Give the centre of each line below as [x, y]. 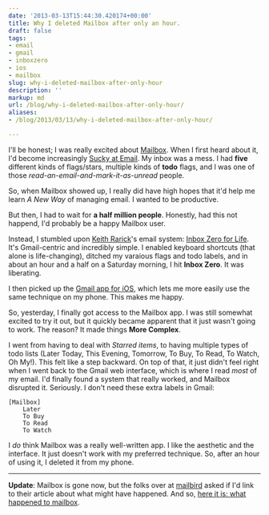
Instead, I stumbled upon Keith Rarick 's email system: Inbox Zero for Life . [129, 239]
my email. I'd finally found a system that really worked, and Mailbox [119, 379]
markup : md [26, 98]
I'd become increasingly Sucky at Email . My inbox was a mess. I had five [128, 158]
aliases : [23, 113]
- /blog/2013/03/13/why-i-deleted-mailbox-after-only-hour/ [111, 120]
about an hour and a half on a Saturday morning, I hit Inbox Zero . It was [126, 264]
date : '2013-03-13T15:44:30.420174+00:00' [80, 16]
